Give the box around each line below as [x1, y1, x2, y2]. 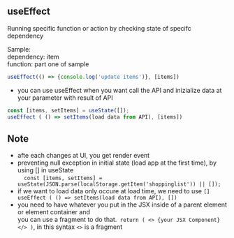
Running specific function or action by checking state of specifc [7, 24, 192, 32]
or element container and [17, 208, 91, 216]
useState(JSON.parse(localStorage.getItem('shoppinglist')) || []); [17, 181, 221, 188]
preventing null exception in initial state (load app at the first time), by [17, 158, 217, 167]
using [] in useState [17, 166, 74, 174]
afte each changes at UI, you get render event [17, 151, 150, 160]
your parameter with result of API [17, 94, 113, 102]
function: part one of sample [7, 59, 89, 68]
